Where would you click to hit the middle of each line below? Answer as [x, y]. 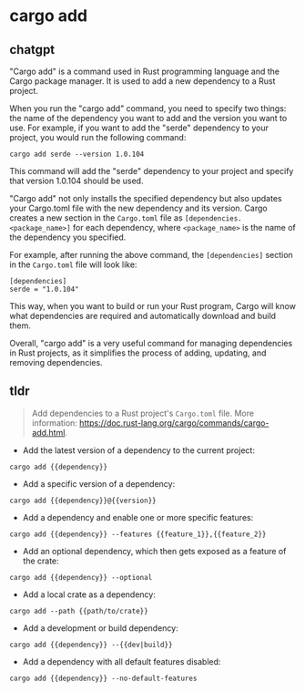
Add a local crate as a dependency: [89, 594]
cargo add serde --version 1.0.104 [77, 154]
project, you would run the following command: [98, 137]
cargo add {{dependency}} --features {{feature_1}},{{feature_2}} [138, 534]
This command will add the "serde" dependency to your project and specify [152, 171]
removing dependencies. [56, 362]
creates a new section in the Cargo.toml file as [97, 218]
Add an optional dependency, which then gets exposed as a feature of [154, 551]
